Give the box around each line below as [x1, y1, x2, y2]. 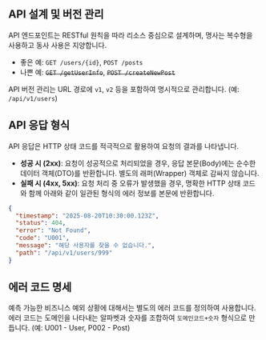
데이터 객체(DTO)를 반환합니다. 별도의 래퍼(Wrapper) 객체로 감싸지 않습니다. [19, 168, 260, 178]
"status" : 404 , [15, 219, 66, 227]
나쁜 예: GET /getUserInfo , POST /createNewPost [19, 67, 175, 77]
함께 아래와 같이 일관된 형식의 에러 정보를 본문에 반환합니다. [28, 188, 215, 198]
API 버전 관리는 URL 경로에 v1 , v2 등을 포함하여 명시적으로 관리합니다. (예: [8, 84, 240, 94]
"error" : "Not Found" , [15, 226, 91, 234]
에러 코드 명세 [8, 281, 72, 294]
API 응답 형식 [8, 118, 71, 132]
